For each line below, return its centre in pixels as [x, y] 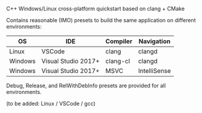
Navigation [155, 41]
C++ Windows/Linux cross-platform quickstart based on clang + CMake [96, 9]
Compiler [119, 41]
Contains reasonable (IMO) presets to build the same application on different [101, 20]
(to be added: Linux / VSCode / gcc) [51, 103]
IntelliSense [155, 71]
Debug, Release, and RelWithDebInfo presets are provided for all [86, 85]
